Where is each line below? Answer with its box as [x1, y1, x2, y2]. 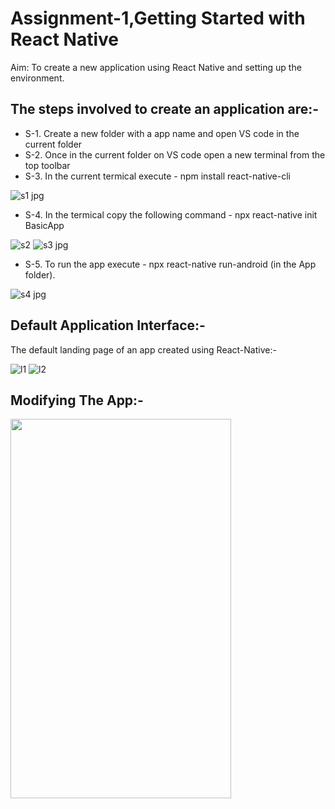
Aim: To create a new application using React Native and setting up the [10, 61, 302, 73]
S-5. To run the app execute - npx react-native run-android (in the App [24, 258, 317, 270]
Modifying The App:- [10, 392, 144, 409]
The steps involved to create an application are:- [10, 101, 320, 118]
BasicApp [24, 219, 65, 231]
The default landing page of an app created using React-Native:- [10, 343, 277, 356]
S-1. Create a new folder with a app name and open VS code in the [24, 127, 300, 139]
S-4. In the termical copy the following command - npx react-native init [24, 208, 318, 221]
